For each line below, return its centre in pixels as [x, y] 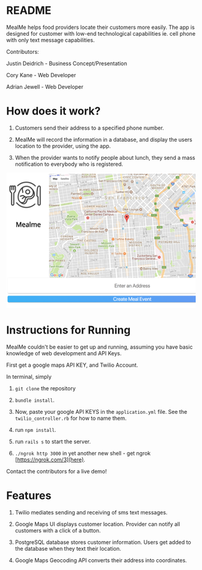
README [29, 11]
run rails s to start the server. [53, 442]
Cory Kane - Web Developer [41, 75]
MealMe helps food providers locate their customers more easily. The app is [101, 27]
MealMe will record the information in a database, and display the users [103, 139]
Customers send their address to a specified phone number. [89, 128]
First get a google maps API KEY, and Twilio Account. [72, 365]
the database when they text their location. [68, 548]
